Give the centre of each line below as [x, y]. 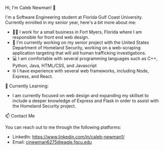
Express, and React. [33, 76]
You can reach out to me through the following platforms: [63, 127]
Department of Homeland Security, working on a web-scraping [76, 48]
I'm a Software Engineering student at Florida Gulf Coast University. [74, 17]
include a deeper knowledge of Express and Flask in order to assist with [85, 101]
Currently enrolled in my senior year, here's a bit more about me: [71, 22]
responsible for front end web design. [51, 37]
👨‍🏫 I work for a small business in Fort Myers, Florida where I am [77, 32]
